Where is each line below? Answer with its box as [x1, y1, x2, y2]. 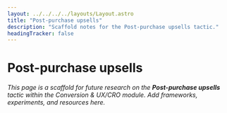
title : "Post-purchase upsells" [7, 17, 102, 24]
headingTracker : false [7, 29, 74, 37]
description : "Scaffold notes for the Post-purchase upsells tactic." [7, 23, 219, 30]
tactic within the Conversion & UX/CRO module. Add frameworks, [7, 91, 198, 99]
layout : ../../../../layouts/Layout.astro [7, 10, 134, 18]
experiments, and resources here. [7, 98, 106, 107]
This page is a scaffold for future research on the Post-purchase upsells [7, 84, 221, 92]
